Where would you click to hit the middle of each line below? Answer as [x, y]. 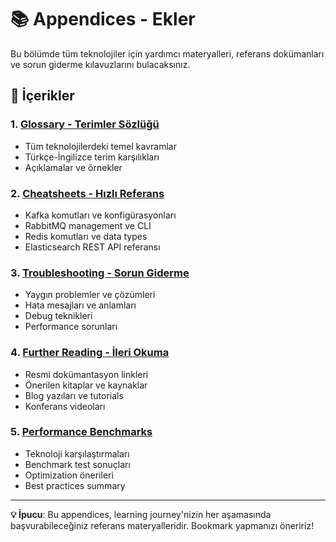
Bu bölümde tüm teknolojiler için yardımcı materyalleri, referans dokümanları [167, 53]
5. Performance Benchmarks [81, 432]
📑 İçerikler [42, 96]
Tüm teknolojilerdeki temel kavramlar [100, 146]
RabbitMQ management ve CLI [88, 225]
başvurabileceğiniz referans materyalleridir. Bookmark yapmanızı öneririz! [162, 525]
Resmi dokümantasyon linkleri [86, 374]
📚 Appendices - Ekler [103, 19]
